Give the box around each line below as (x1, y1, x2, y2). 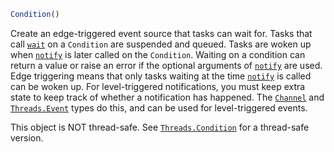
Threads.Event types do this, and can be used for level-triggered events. (10, 101, 308, 114)
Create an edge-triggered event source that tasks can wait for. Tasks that (10, 27, 313, 39)
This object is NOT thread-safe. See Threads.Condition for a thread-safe (10, 121, 310, 133)
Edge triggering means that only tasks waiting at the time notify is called (10, 70, 312, 82)
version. (10, 131, 44, 144)
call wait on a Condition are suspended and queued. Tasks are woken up (10, 38, 312, 50)
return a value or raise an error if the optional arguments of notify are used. (10, 59, 323, 71)
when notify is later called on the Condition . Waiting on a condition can (10, 48, 306, 60)
